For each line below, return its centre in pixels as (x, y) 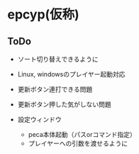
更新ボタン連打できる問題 (55, 89)
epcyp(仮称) (43, 15)
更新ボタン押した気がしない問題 (64, 104)
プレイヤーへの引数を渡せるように (78, 143)
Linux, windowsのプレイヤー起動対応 (71, 74)
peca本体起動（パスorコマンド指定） (82, 134)
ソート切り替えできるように (58, 59)
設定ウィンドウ (39, 119)
